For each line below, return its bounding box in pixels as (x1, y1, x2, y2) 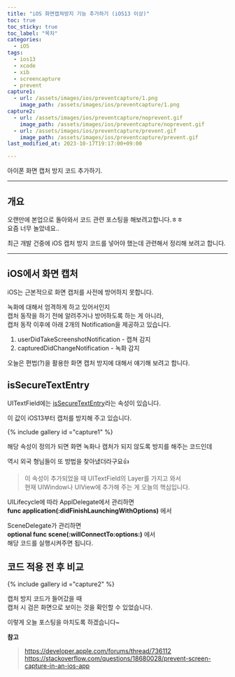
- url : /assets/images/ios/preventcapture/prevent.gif (13, 127, 177, 134)
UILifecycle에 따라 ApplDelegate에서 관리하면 (7, 497, 135, 506)
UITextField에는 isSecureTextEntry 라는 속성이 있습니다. (7, 399, 161, 407)
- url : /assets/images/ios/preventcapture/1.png (13, 95, 158, 102)
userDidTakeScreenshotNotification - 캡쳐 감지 (17, 335, 151, 343)
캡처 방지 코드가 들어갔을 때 (7, 594, 83, 603)
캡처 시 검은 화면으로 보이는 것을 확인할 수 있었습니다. (7, 603, 152, 612)
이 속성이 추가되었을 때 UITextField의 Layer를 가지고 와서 (24, 473, 182, 483)
